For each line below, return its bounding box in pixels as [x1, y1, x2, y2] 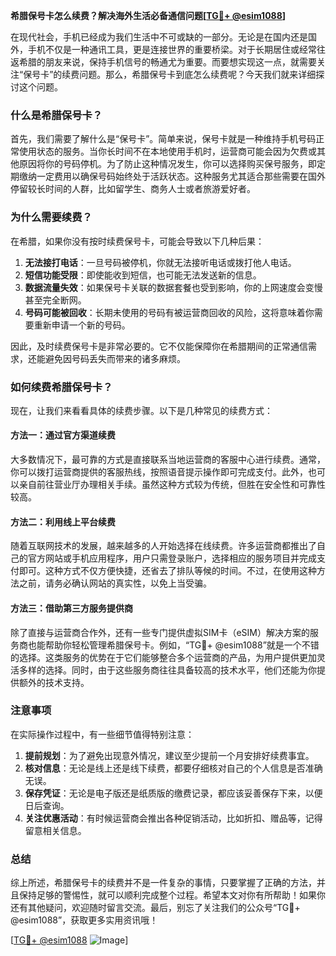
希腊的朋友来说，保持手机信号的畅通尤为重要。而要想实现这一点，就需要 [18, 56, 317, 68]
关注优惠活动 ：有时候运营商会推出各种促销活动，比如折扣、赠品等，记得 [24, 812, 323, 824]
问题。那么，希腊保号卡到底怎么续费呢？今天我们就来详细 [79, 69, 317, 80]
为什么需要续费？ [10, 210, 93, 224]
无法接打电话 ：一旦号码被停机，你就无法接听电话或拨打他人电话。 [24, 256, 297, 268]
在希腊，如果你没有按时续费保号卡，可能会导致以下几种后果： [10, 235, 265, 247]
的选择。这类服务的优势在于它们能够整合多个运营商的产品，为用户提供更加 [10, 651, 317, 663]
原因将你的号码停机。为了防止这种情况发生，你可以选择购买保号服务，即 [18, 158, 317, 170]
